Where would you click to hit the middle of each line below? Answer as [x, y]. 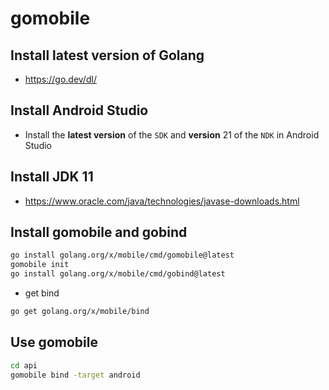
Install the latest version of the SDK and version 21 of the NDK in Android [172, 134]
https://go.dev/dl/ [60, 79]
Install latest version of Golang [107, 55]
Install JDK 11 [52, 177]
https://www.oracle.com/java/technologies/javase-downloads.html [162, 201]
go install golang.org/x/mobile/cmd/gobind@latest [118, 274]
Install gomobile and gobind [99, 232]
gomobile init [40, 265]
